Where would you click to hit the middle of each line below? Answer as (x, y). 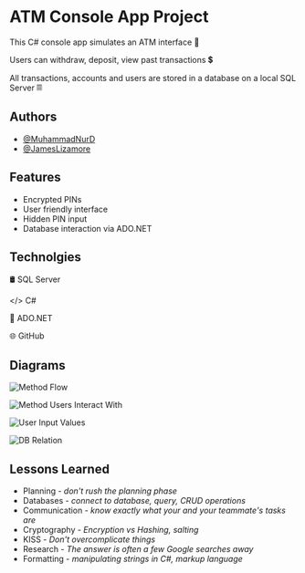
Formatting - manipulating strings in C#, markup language (133, 559)
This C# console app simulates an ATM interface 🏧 (105, 42)
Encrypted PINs (52, 199)
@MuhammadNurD (59, 139)
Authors (33, 117)
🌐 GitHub (27, 336)
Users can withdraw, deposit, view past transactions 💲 (111, 59)
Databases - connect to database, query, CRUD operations (134, 500)
